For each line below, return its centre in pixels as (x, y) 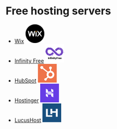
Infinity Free (29, 60)
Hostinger (27, 100)
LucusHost (28, 120)
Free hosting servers (58, 11)
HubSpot (25, 80)
